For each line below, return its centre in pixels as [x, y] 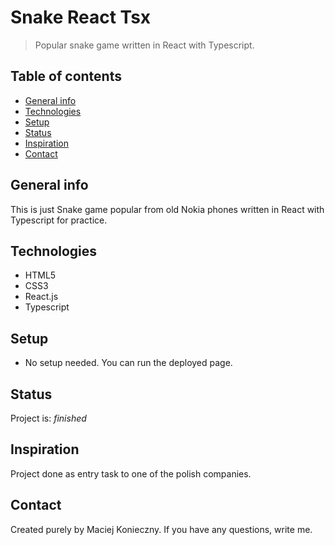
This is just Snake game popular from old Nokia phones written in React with [167, 209]
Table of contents [66, 76]
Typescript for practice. [59, 220]
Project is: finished [48, 418]
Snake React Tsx [81, 17]
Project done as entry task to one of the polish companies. [131, 473]
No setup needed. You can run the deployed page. [128, 363]
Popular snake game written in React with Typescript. [144, 45]
